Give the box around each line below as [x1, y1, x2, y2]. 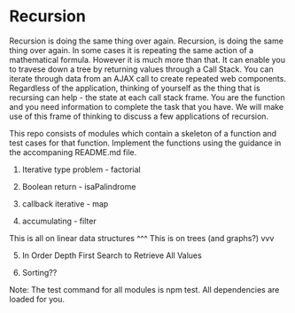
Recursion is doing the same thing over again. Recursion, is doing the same [9, 35, 283, 46]
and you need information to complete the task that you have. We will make [9, 101, 284, 112]
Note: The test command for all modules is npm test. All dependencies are [9, 284, 280, 294]
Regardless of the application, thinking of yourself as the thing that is [9, 82, 260, 93]
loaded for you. [9, 293, 65, 304]
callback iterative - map [21, 198, 109, 209]
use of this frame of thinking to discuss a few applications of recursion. [9, 111, 268, 121]
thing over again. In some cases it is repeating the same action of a [9, 44, 254, 55]
